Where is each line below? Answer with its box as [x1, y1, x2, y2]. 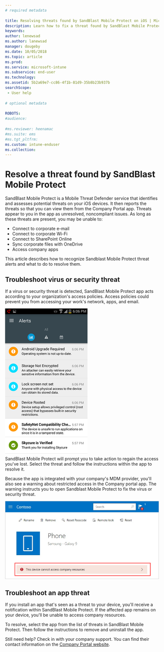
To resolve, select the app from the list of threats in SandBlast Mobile [5, 622, 144, 628]
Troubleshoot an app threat [5, 588, 90, 597]
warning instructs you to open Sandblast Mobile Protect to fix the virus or [5, 486, 152, 492]
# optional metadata [5, 101, 47, 106]
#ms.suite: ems [5, 132, 36, 136]
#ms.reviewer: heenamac [5, 127, 54, 132]
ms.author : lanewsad [5, 39, 47, 44]
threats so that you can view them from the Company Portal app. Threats [5, 206, 152, 212]
